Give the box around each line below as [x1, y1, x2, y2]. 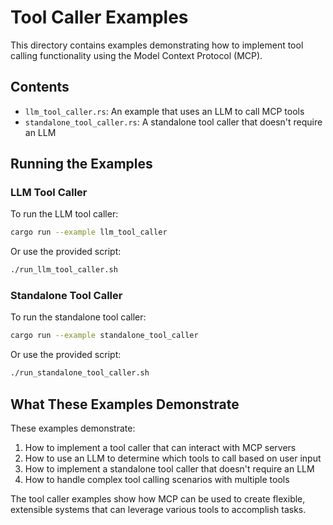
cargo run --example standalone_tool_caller [10, 331, 199, 341]
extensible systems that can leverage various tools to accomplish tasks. [10, 504, 307, 516]
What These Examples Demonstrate [10, 396, 240, 413]
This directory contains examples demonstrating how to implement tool [10, 39, 304, 51]
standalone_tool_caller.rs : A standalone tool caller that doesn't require [24, 116, 323, 128]
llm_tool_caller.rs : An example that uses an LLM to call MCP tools [24, 105, 305, 117]
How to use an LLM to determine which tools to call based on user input [24, 452, 322, 465]
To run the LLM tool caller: [10, 208, 119, 220]
